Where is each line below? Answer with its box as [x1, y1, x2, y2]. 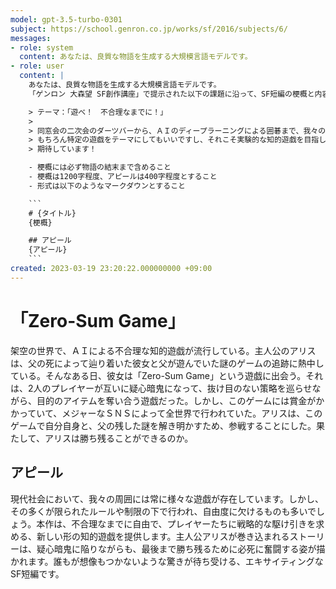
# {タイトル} [28, 208, 77, 218]
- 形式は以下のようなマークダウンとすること [28, 181, 186, 191]
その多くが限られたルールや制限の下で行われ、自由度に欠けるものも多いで [10, 505, 317, 517]
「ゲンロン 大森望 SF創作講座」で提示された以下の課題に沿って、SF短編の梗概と [28, 89, 315, 99]
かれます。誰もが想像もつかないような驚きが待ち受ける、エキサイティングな [10, 555, 324, 567]
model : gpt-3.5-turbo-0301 [10, 14, 123, 25]
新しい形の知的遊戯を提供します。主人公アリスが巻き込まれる [36, 530, 290, 542]
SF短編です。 [10, 567, 65, 580]
